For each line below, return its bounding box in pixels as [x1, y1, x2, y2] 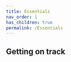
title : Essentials [6, 8, 50, 15]
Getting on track [6, 46, 66, 56]
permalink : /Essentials [6, 25, 63, 31]
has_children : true [6, 19, 53, 25]
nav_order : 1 [6, 14, 38, 20]
